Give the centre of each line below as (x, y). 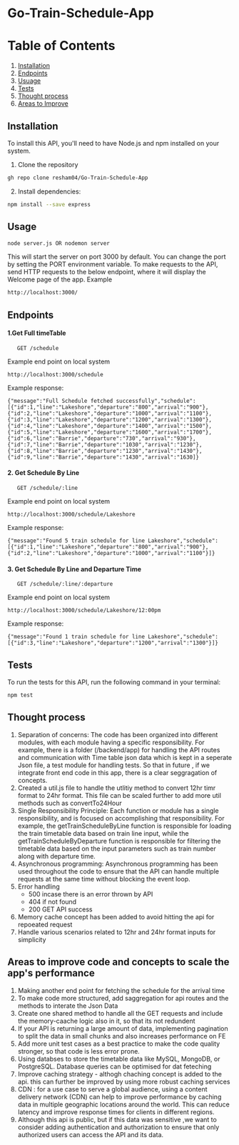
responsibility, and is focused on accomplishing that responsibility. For (121, 818)
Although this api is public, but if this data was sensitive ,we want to (117, 1119)
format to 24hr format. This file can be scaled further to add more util (119, 795)
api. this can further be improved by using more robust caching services (124, 1081)
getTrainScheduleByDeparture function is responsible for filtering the (119, 841)
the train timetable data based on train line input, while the (103, 833)
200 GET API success (60, 909)
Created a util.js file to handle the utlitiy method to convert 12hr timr (117, 788)
